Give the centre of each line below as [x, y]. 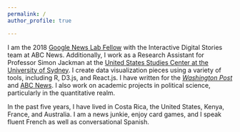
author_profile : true [40, 21]
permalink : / [27, 14]
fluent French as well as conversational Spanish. [79, 121]
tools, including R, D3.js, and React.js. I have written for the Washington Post [120, 77]
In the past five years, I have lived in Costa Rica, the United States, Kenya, [116, 106]
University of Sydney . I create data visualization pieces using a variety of [114, 70]
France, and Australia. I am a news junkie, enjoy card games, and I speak [115, 114]
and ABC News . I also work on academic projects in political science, [109, 85]
